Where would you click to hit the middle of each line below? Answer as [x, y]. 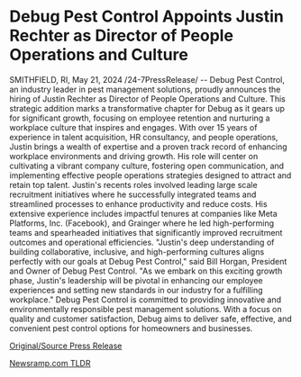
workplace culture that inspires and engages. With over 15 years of [133, 127]
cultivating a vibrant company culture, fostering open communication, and [147, 166]
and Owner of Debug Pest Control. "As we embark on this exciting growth [146, 271]
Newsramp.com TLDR [50, 363]
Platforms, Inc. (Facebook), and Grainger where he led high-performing [142, 223]
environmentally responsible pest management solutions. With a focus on [146, 309]
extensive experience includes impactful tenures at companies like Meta [143, 213]
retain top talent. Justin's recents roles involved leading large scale [134, 184]
